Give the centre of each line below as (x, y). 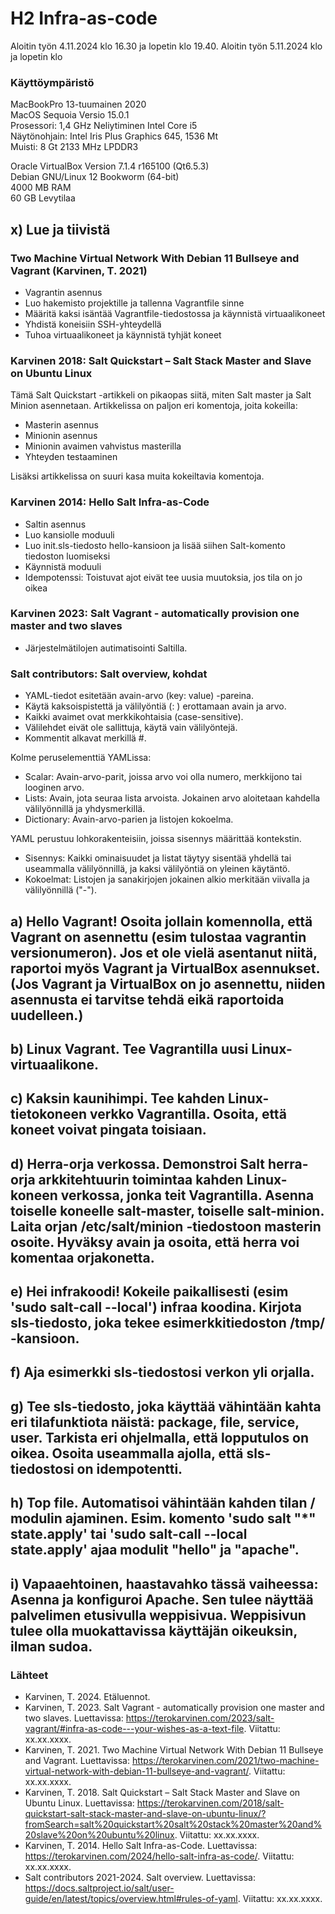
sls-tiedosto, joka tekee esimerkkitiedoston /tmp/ (168, 1323)
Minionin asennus (61, 436)
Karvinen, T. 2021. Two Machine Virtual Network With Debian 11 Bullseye (174, 1749)
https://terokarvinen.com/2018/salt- (210, 1803)
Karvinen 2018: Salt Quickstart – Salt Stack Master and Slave (161, 360)
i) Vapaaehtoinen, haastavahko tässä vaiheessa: (164, 1583)
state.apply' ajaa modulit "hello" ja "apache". (155, 1550)
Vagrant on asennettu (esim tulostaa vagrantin (158, 937)
